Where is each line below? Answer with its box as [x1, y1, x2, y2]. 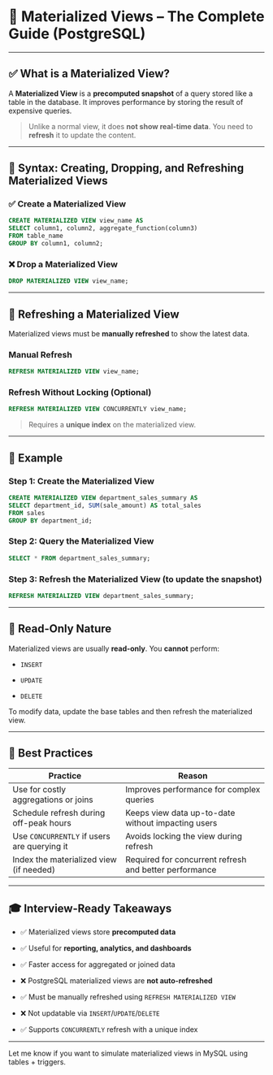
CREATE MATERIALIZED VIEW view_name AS [8, 217, 144, 225]
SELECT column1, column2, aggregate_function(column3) [8, 224, 198, 232]
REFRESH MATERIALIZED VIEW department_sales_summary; [8, 592, 195, 600]
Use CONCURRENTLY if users [12, 830, 111, 842]
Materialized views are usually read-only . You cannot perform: [8, 644, 219, 653]
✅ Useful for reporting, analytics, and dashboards [19, 943, 193, 953]
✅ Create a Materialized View [8, 198, 127, 210]
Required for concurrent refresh [125, 854, 247, 865]
